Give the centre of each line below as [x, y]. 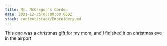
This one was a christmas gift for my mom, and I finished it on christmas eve [84, 33]
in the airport [18, 38]
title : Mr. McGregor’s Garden [37, 10]
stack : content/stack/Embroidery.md [43, 19]
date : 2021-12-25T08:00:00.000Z [39, 14]
